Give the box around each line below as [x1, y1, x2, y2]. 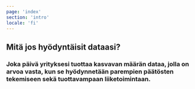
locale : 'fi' [6, 20, 39, 26]
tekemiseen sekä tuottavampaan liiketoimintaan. [6, 75, 151, 83]
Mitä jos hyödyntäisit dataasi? [6, 42, 121, 52]
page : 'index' [6, 8, 42, 15]
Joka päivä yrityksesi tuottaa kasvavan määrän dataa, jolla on [6, 60, 190, 68]
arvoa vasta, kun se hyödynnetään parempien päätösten [6, 67, 174, 75]
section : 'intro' [6, 14, 50, 20]
